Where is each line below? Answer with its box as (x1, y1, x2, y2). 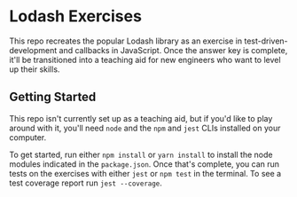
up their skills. (9, 64, 60, 75)
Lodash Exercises (9, 6, 142, 27)
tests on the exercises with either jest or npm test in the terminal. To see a (9, 168, 282, 178)
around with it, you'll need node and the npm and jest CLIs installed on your (9, 122, 281, 133)
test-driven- (243, 35, 288, 46)
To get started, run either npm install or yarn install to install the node (9, 149, 273, 160)
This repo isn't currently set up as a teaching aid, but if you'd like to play (9, 113, 273, 123)
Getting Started (9, 90, 97, 105)
